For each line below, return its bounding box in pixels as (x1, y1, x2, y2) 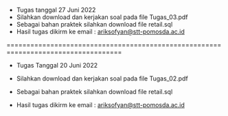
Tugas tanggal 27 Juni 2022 (16, 6, 96, 14)
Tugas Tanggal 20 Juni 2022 (16, 61, 98, 69)
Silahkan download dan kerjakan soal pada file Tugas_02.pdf (16, 74, 188, 83)
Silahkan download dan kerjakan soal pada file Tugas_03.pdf (16, 13, 188, 21)
